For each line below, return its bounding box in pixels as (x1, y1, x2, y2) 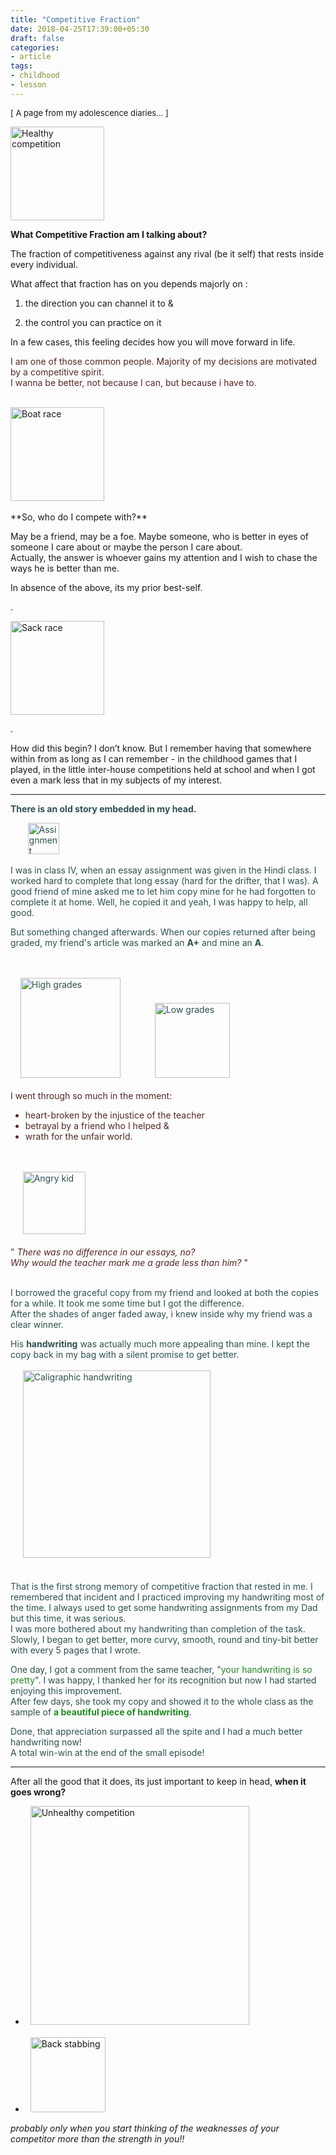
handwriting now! (10, 1736, 82, 1748)
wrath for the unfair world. (24, 1130, 133, 1142)
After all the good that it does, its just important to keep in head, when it (10, 1775, 307, 1787)
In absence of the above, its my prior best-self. (10, 581, 203, 593)
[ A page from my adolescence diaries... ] (10, 107, 169, 118)
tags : (10, 61, 33, 71)
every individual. (10, 258, 78, 270)
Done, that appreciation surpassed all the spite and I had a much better (10, 1725, 303, 1737)
